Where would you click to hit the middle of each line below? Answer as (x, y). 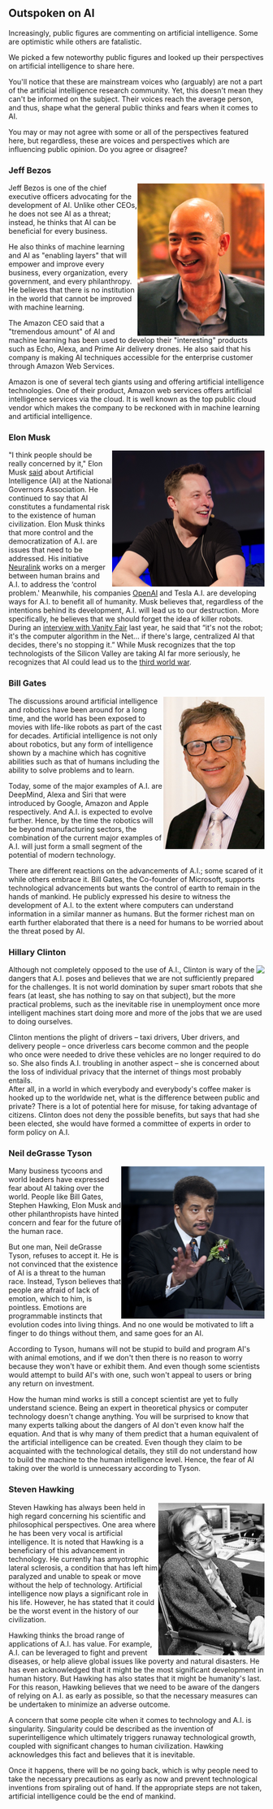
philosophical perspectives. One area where (82, 1524)
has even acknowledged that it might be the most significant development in (136, 1669)
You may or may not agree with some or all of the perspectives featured (129, 132)
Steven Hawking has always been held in (77, 1507)
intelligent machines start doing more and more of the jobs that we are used (135, 1013)
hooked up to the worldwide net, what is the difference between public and (134, 1097)
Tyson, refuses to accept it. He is (64, 1256)
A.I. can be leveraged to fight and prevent (78, 1652)
